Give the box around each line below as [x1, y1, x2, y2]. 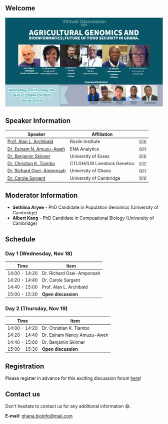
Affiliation [91, 131, 113, 137]
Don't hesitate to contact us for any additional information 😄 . [5, 403, 131, 409]
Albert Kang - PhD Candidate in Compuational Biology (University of [12, 215, 154, 221]
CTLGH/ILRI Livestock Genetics [69, 161, 135, 167]
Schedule [5, 235, 36, 243]
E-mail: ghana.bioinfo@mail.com [5, 413, 73, 419]
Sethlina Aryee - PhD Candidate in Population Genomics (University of [12, 204, 159, 210]
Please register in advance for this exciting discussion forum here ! [5, 375, 141, 381]
